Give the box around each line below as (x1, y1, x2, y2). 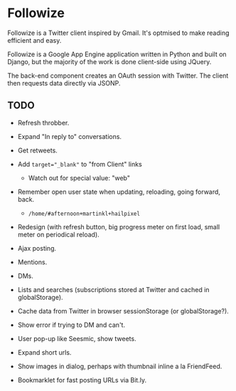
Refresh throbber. (17, 118, 70, 127)
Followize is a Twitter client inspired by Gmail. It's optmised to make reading (7, 28, 230, 37)
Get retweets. (17, 146, 58, 155)
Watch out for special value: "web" (28, 173, 130, 182)
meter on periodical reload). (17, 230, 100, 239)
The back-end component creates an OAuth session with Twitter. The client (7, 71, 229, 80)
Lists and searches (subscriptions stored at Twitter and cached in (17, 285, 210, 293)
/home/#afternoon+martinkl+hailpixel (28, 210, 141, 217)
